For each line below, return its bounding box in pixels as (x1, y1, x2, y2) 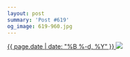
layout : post (7, 10, 45, 17)
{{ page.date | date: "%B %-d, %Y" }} (7, 43, 115, 51)
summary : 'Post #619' (7, 16, 70, 23)
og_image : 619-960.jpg (7, 23, 73, 30)
